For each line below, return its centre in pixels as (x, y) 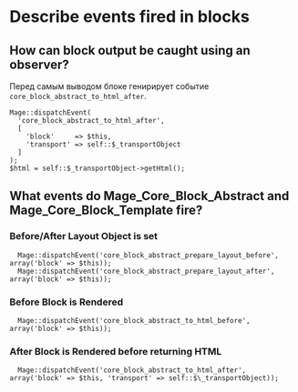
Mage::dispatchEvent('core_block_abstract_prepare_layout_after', (146, 271)
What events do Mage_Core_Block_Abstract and (149, 196)
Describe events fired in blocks (130, 17)
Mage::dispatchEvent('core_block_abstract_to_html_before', (134, 320)
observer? (40, 64)
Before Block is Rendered (67, 302)
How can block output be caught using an (130, 50)
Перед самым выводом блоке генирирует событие (109, 86)
